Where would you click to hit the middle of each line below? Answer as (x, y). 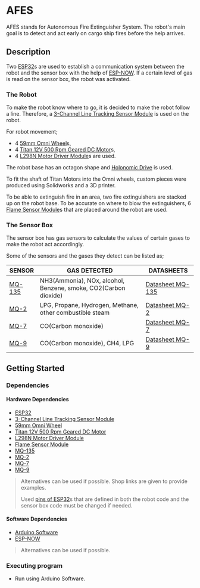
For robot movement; (32, 132)
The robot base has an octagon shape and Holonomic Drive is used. (90, 168)
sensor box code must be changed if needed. (76, 505)
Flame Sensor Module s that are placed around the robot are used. (87, 210)
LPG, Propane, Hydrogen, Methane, (89, 305)
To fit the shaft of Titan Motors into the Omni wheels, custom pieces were (96, 179)
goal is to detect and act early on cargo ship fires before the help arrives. (96, 33)
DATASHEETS (168, 271)
